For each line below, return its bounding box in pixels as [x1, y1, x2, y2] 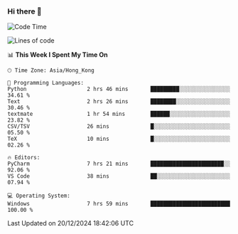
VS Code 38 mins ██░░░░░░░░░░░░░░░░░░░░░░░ [7, 173, 231, 180]
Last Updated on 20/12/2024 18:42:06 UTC [7, 219, 134, 228]
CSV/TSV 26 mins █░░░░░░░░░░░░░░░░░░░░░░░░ [7, 123, 231, 130]
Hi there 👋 [7, 6, 43, 16]
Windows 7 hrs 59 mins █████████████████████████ [7, 201, 231, 208]
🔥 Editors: [7, 154, 40, 161]
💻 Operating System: [7, 192, 71, 200]
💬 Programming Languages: [7, 80, 84, 87]
